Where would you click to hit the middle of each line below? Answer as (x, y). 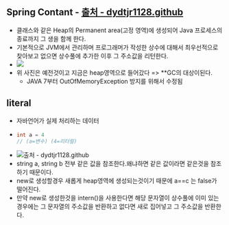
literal (19, 103)
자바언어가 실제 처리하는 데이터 (58, 120)
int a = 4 (31, 135)
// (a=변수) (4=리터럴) (47, 141)
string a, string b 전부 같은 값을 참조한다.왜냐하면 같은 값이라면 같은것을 (113, 164)
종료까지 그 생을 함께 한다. (51, 38)
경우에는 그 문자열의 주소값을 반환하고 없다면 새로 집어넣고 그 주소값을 (110, 206)
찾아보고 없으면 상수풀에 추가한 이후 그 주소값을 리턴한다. (92, 56)
